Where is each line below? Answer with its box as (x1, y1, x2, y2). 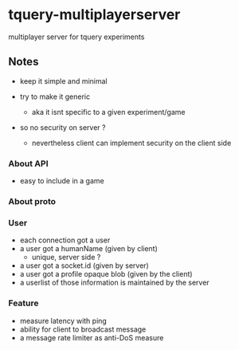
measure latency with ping (19, 316, 108, 325)
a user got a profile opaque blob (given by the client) (19, 269, 193, 279)
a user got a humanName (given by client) (19, 244, 158, 254)
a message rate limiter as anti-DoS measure (19, 332, 164, 342)
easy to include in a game (19, 176, 105, 186)
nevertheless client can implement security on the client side (31, 138, 232, 147)
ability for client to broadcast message (19, 324, 147, 334)
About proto (8, 195, 57, 206)
